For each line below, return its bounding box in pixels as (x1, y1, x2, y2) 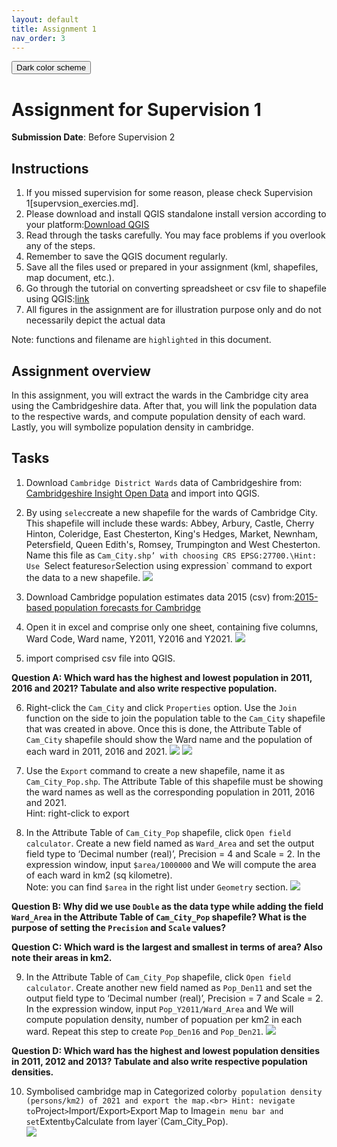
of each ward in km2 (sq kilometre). (25, 869, 173, 881)
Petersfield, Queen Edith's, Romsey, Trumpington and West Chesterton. (25, 538, 321, 550)
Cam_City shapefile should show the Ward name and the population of (25, 733, 313, 745)
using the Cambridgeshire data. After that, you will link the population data (11, 399, 318, 411)
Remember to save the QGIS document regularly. (25, 251, 228, 263)
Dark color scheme (16, 62, 87, 73)
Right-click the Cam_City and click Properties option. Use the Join (25, 701, 298, 713)
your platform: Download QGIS (25, 219, 150, 231)
